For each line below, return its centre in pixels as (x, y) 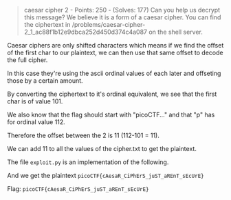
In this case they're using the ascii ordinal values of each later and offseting (114, 73)
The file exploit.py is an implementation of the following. (88, 162)
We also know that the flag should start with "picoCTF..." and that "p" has (111, 114)
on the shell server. (176, 32)
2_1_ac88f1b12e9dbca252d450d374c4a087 (86, 32)
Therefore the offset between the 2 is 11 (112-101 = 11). (83, 135)
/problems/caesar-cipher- (109, 24)
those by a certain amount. (45, 81)
